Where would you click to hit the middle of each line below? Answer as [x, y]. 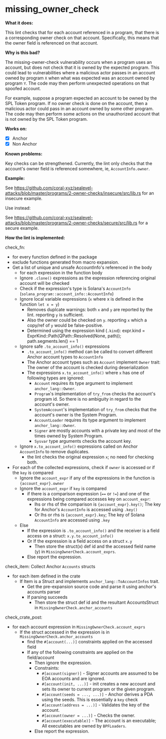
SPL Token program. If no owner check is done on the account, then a [76, 103]
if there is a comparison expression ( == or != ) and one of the [88, 494]
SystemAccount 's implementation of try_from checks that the [95, 410]
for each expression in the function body [61, 273]
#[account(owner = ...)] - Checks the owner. [89, 715]
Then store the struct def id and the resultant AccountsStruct [97, 602]
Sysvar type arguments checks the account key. [83, 441]
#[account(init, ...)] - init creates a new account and [99, 684]
